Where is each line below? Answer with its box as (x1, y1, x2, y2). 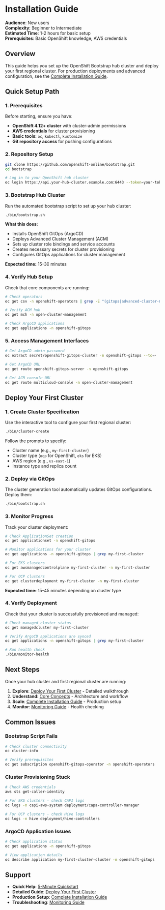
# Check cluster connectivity (5, 744, 67, 749)
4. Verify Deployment (5, 600, 57, 607)
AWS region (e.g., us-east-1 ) (12, 458, 71, 464)
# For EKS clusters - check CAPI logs (5, 798, 84, 803)
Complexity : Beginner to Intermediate (5, 25, 82, 30)
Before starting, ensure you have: (5, 113, 73, 119)
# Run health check (5, 647, 45, 652)
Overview (5, 50, 36, 58)
